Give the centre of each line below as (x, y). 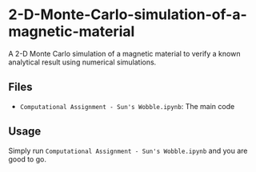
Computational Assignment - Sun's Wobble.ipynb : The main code (127, 106)
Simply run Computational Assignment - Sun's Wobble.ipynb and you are (128, 150)
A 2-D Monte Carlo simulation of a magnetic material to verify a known (124, 53)
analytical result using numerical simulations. (82, 62)
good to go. (27, 159)
